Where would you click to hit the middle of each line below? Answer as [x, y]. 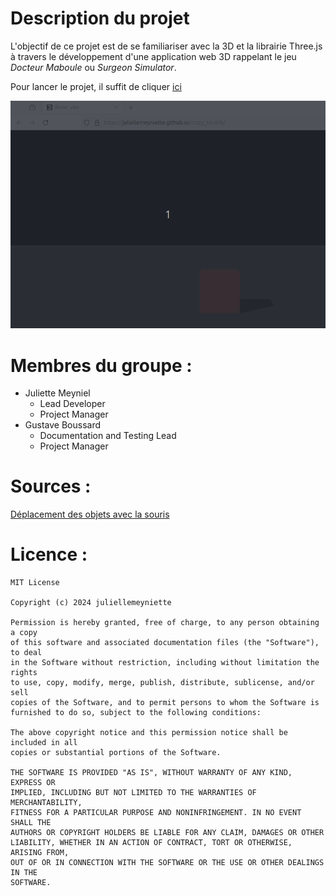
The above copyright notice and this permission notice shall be [149, 733]
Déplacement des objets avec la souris [90, 514]
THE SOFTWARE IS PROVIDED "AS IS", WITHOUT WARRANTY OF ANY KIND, [151, 773]
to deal [26, 653]
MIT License [35, 583]
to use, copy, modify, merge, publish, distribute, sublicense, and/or [162, 683]
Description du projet [100, 18]
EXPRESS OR [33, 783]
